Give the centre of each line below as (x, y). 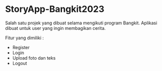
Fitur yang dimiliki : (24, 38)
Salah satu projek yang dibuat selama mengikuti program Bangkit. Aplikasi (81, 23)
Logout (20, 63)
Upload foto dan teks (34, 58)
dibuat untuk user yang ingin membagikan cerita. (56, 28)
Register (21, 47)
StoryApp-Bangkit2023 (55, 9)
